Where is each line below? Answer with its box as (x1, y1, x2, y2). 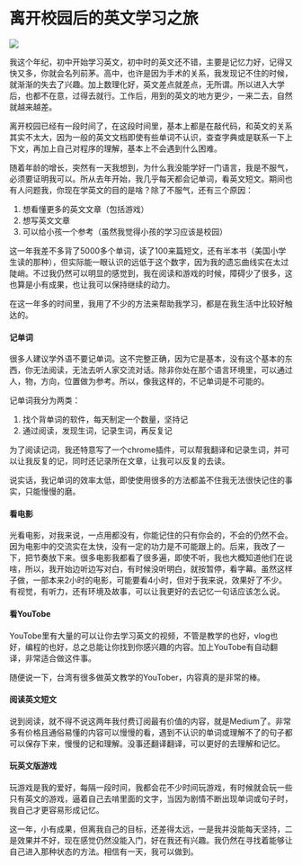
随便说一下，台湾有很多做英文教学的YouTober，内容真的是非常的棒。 (9, 672, 265, 682)
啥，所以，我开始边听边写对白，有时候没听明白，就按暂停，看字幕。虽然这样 (9, 564, 293, 575)
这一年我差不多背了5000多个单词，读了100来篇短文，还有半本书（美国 (9, 245, 271, 256)
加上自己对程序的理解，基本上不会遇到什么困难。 (40, 143, 222, 154)
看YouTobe (9, 608, 51, 619)
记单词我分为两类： (9, 395, 81, 406)
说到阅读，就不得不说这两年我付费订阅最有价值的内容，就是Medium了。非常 (9, 716, 292, 727)
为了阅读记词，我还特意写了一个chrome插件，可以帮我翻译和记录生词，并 (9, 444, 282, 455)
